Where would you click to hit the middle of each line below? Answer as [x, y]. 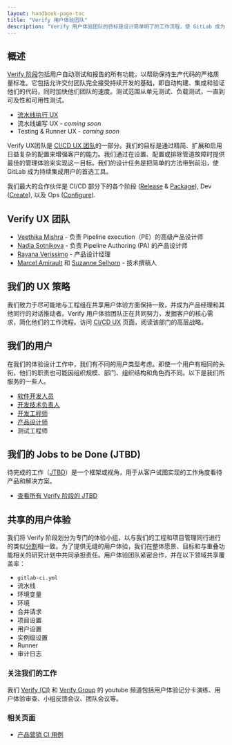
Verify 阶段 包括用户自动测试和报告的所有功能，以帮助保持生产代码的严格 [110, 74]
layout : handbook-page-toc [46, 14]
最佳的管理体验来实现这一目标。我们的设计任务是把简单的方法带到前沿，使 [113, 163]
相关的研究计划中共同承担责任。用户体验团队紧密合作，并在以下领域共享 [116, 555]
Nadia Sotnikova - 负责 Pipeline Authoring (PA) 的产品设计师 [102, 245]
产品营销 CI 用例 [40, 734]
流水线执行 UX [38, 115]
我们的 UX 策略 [39, 287]
